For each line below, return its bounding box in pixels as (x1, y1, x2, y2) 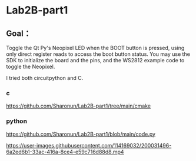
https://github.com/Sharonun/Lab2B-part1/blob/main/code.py (6, 130, 156, 137)
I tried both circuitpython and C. (6, 75, 84, 81)
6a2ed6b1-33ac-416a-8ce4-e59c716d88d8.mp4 (6, 148, 125, 155)
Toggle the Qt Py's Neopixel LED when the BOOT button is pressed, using (6, 45, 185, 51)
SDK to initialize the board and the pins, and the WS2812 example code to (6, 57, 185, 63)
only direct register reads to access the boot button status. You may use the (6, 51, 190, 58)
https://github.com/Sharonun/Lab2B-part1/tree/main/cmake (6, 102, 151, 109)
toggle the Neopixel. (6, 63, 55, 70)
